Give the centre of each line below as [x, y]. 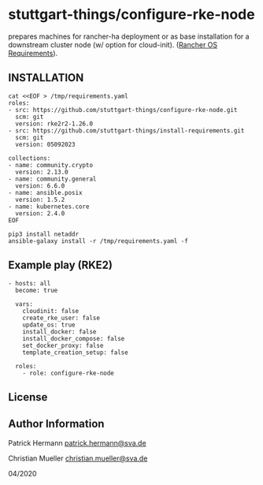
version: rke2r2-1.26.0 [54, 124]
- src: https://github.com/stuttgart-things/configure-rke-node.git [123, 110]
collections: [30, 158]
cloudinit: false [51, 311]
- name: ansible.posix [45, 192]
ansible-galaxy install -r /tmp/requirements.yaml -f [98, 241]
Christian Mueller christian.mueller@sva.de [78, 458]
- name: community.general [52, 179]
